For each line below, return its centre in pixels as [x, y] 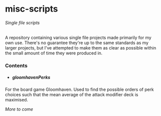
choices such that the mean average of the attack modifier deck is [72, 95]
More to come [19, 109]
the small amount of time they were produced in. [54, 53]
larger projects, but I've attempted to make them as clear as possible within [80, 48]
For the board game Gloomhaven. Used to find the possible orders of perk [80, 90]
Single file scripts [22, 22]
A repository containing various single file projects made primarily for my [78, 38]
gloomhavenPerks [31, 77]
